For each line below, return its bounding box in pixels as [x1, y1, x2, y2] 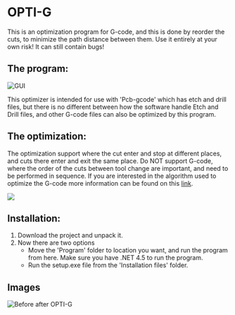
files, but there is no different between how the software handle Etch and [7, 103, 219, 111]
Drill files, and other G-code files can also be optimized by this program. [7, 110, 217, 118]
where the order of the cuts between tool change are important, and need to [7, 164, 229, 172]
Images [7, 281, 41, 293]
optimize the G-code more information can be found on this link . [7, 179, 193, 187]
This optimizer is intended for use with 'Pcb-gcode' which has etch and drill [7, 95, 227, 103]
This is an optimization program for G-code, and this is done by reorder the [7, 27, 225, 36]
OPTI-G [7, 4, 52, 20]
